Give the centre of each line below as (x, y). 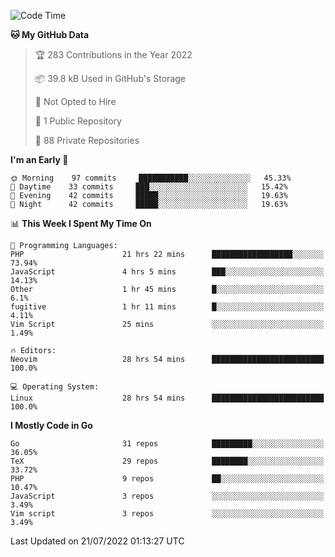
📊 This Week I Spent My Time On (81, 223)
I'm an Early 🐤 (39, 159)
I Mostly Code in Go (51, 425)
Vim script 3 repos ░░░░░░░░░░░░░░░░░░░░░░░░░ (167, 514)
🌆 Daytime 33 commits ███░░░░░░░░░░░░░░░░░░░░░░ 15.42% (149, 187)
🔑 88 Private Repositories (87, 140)
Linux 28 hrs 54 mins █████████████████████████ (167, 398)
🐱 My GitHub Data (50, 34)
